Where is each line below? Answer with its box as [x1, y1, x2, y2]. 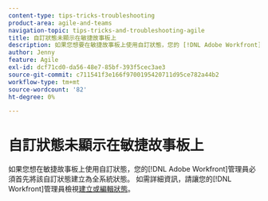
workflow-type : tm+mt [8, 78, 81, 86]
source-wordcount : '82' [8, 85, 88, 94]
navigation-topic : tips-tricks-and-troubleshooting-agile [8, 26, 205, 34]
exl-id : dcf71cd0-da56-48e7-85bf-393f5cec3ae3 [8, 64, 166, 72]
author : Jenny [8, 48, 56, 56]
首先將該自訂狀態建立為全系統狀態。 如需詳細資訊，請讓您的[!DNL [14, 174, 232, 184]
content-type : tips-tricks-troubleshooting [8, 11, 156, 20]
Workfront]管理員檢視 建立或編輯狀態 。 [8, 184, 136, 194]
